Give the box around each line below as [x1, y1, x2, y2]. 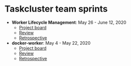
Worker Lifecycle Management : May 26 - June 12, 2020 [11, 19, 127, 25]
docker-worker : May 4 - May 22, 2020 [11, 40, 91, 46]
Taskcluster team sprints [4, 3, 108, 15]
